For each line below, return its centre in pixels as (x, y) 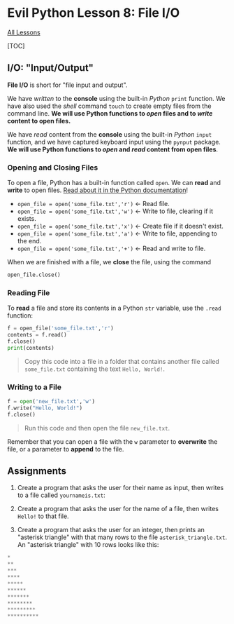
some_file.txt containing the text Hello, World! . (95, 369)
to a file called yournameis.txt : (61, 495)
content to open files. (39, 121)
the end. (29, 241)
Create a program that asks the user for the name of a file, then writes (118, 509)
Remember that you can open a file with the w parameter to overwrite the (112, 441)
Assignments (37, 471)
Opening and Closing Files (53, 168)
